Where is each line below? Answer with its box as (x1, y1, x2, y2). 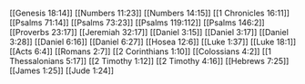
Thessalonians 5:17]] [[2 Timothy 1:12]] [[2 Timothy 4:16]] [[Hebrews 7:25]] (9, 56, 290, 66)
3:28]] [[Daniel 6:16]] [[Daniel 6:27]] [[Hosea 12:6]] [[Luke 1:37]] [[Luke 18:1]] (9, 36, 297, 47)
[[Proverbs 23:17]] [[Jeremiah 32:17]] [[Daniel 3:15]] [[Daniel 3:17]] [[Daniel (9, 27, 290, 37)
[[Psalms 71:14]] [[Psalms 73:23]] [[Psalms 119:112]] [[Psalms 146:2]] (9, 17, 266, 28)
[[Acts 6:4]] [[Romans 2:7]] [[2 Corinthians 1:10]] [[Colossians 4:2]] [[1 (9, 46, 271, 57)
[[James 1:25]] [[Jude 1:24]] (9, 65, 114, 76)
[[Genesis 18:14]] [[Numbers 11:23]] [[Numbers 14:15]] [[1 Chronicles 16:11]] (9, 8, 290, 18)
